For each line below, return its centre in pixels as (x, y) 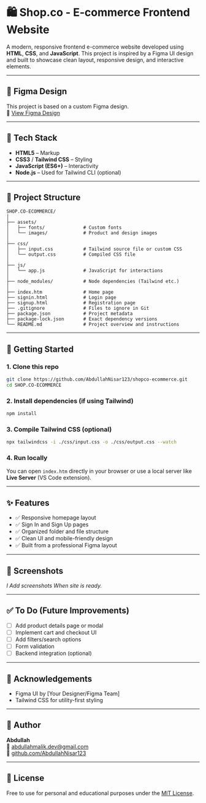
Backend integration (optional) (53, 654)
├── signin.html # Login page (61, 298)
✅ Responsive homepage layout (55, 518)
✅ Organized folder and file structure (62, 532)
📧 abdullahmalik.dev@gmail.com (48, 746)
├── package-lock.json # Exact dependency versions (82, 319)
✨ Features (28, 503)
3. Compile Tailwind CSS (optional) (59, 429)
